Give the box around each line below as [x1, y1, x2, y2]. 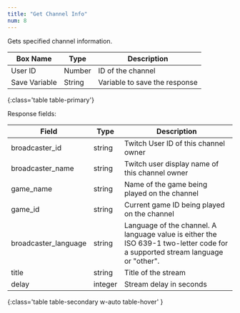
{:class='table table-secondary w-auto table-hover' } [7, 297, 164, 306]
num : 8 [7, 17, 27, 24]
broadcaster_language [11, 238, 87, 248]
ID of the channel [98, 66, 156, 76]
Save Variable [11, 77, 57, 87]
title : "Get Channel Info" [7, 10, 88, 18]
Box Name [16, 53, 52, 63]
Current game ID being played [124, 200, 225, 210]
